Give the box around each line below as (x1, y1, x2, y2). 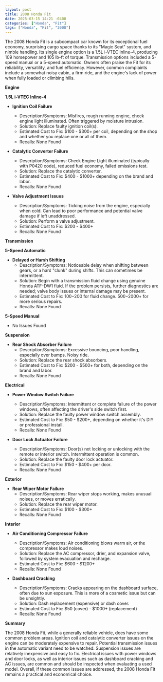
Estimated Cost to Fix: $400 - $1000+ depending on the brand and (19, 173, 153, 179)
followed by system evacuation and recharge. (19, 555, 111, 562)
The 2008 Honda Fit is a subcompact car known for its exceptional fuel (5, 39, 147, 44)
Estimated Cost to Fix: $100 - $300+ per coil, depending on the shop (19, 128, 158, 134)
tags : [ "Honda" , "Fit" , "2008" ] (5, 25, 71, 30)
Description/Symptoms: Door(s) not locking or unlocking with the (19, 446, 150, 452)
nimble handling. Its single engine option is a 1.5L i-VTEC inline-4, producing (5, 49, 158, 55)
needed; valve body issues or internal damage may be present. (19, 288, 146, 294)
